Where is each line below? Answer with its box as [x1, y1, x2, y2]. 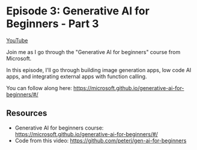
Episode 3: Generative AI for [6, 4, 150, 18]
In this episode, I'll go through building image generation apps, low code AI [6, 66, 192, 73]
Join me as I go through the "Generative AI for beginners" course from [6, 48, 181, 55]
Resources [6, 108, 47, 118]
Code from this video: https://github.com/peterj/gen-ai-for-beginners [14, 137, 187, 144]
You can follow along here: [6, 84, 72, 91]
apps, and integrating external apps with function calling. [6, 73, 147, 80]
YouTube [6, 37, 28, 44]
